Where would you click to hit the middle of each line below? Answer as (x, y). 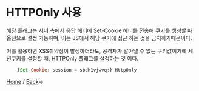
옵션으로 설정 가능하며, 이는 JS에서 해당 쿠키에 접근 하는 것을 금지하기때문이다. (99, 38)
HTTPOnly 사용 (44, 12)
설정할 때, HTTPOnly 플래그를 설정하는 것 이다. (83, 58)
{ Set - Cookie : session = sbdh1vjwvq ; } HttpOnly (77, 70)
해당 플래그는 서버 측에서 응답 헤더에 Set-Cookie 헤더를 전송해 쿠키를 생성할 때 (99, 30)
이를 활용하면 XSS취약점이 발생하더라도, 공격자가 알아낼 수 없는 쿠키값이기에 (96, 51)
